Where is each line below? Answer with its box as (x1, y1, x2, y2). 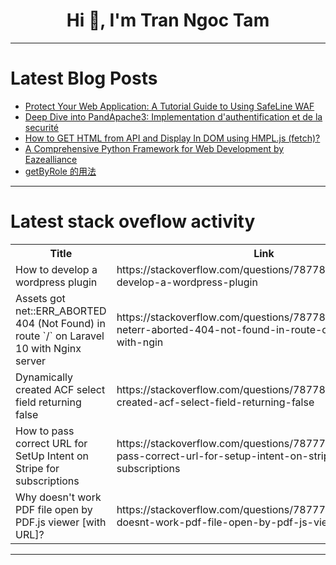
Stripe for (15, 461, 60, 475)
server (15, 354, 47, 368)
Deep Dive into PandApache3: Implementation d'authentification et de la (24, 110, 323, 123)
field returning (15, 395, 82, 409)
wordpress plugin (15, 275, 98, 289)
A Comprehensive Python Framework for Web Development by (24, 142, 285, 154)
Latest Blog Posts (10, 67, 158, 90)
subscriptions (15, 474, 80, 488)
